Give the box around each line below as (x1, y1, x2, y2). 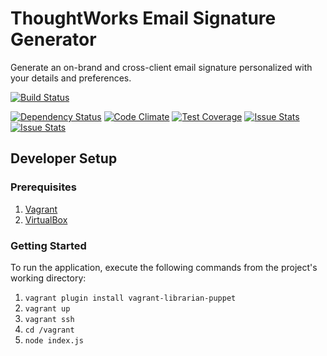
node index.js (24, 335, 84, 346)
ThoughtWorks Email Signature (10, 7, 277, 30)
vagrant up (24, 303, 71, 314)
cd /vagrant (24, 325, 75, 335)
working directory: (10, 272, 87, 284)
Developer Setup (10, 150, 118, 167)
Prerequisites (10, 180, 77, 194)
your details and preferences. (10, 72, 132, 84)
